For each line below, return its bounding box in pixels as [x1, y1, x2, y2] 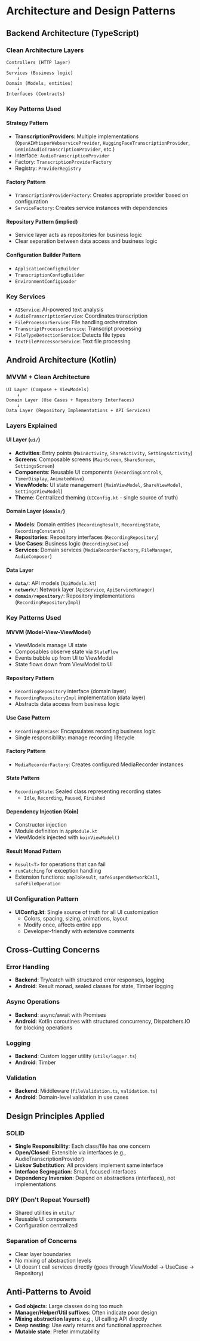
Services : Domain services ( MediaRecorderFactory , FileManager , [14, 546, 173, 553]
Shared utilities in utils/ [14, 1209, 75, 1217]
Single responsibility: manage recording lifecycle [14, 734, 135, 741]
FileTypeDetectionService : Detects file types [14, 331, 126, 339]
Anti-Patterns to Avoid [6, 1287, 91, 1297]
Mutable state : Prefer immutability [14, 1328, 100, 1335]
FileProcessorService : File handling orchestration [14, 318, 137, 325]
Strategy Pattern [6, 120, 48, 127]
